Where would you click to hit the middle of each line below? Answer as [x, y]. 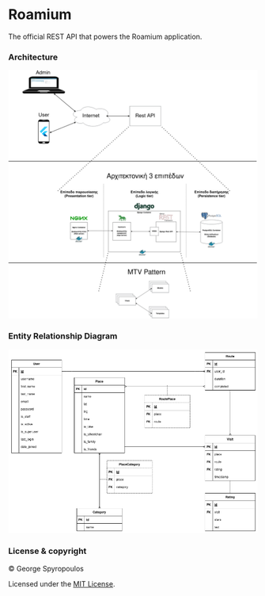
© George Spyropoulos [46, 568]
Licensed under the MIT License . [62, 583]
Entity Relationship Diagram [63, 336]
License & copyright [47, 551]
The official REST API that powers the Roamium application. [105, 36]
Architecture [33, 57]
